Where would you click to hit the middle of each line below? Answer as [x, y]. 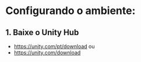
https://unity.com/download [47, 53]
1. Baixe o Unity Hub [42, 32]
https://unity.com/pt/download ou [54, 46]
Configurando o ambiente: [70, 11]
